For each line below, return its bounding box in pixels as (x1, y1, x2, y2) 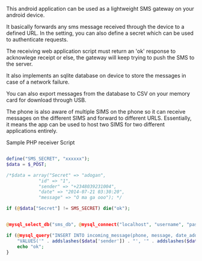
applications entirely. (6, 127, 58, 134)
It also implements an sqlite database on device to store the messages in (6, 72, 186, 79)
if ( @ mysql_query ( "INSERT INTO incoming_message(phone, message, (6, 232, 173, 238)
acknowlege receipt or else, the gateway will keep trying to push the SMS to (6, 54, 195, 61)
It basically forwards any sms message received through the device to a (6, 23, 185, 30)
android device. (6, 11, 45, 19)
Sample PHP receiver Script (6, 139, 75, 146)
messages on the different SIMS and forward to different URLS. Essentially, (6, 114, 192, 121)
